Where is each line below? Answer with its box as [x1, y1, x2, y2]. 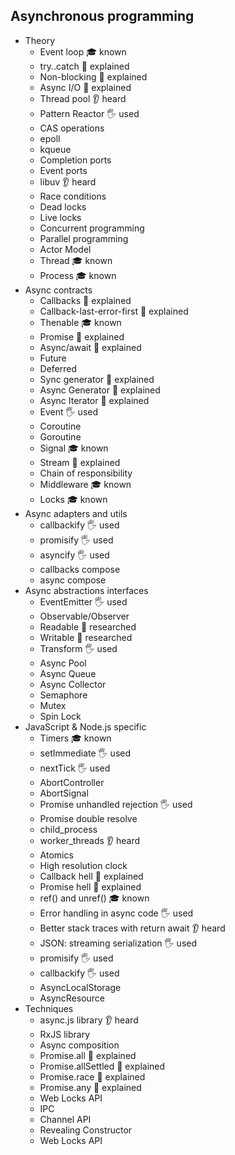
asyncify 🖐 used [39, 549, 110, 561]
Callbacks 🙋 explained [39, 294, 132, 306]
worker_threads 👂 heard [39, 834, 141, 846]
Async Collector [39, 678, 107, 690]
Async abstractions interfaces [24, 584, 149, 596]
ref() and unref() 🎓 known [39, 892, 150, 904]
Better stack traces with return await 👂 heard [39, 922, 226, 934]
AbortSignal [39, 787, 89, 799]
